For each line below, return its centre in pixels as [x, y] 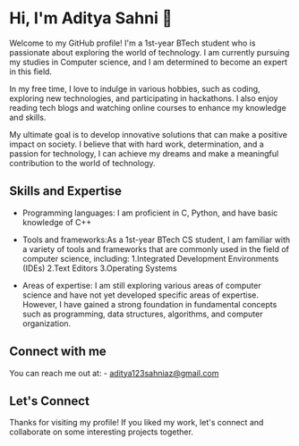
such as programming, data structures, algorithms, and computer [142, 314]
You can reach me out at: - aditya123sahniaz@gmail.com [114, 373]
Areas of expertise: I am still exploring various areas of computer [141, 285]
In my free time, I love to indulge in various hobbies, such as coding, [135, 88]
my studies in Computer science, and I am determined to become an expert [149, 62]
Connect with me [58, 352]
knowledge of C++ [57, 222]
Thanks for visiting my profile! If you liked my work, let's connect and [137, 423]
